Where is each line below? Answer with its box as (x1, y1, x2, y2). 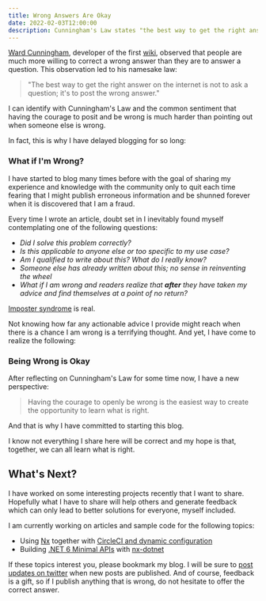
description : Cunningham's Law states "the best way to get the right (8, 26, 246, 34)
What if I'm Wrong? (8, 156, 85, 167)
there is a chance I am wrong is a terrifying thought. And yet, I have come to (8, 327, 256, 337)
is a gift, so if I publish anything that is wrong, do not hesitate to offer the (8, 576, 245, 586)
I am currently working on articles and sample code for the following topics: (8, 520, 255, 530)
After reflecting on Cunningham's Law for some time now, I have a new (8, 373, 240, 383)
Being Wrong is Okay (8, 355, 91, 366)
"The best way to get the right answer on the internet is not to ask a (27, 80, 249, 89)
